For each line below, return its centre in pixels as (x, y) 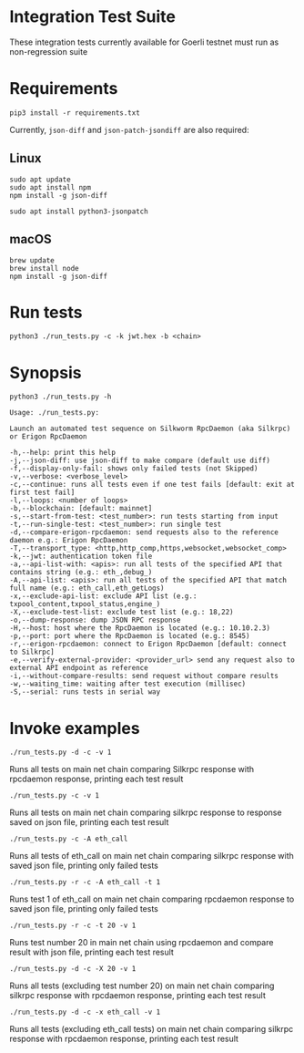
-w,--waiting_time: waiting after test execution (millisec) (128, 684)
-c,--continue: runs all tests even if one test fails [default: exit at (152, 485)
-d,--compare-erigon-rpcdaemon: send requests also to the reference (144, 532)
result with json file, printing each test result (92, 952)
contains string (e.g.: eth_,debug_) (81, 573)
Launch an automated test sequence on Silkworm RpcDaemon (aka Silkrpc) (150, 429)
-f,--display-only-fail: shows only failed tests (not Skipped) (134, 469)
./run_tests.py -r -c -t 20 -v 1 (73, 926)
